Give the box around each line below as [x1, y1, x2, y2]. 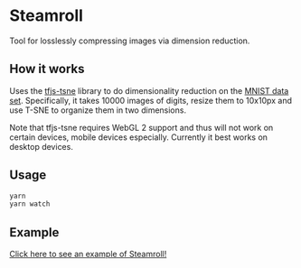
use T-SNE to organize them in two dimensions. [9, 105, 187, 116]
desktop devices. [9, 141, 74, 152]
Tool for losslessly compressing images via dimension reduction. [9, 35, 250, 46]
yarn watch [9, 199, 51, 208]
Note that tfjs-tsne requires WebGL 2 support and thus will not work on [9, 122, 274, 133]
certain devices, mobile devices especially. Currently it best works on [9, 132, 268, 143]
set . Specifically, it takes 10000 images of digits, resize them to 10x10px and [9, 95, 292, 106]
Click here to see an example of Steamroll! [9, 249, 167, 260]
